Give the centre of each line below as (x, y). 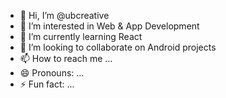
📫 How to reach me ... (66, 58)
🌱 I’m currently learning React (81, 36)
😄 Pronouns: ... (52, 73)
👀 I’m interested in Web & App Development (109, 26)
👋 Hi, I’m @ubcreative (64, 15)
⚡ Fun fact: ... (47, 84)
